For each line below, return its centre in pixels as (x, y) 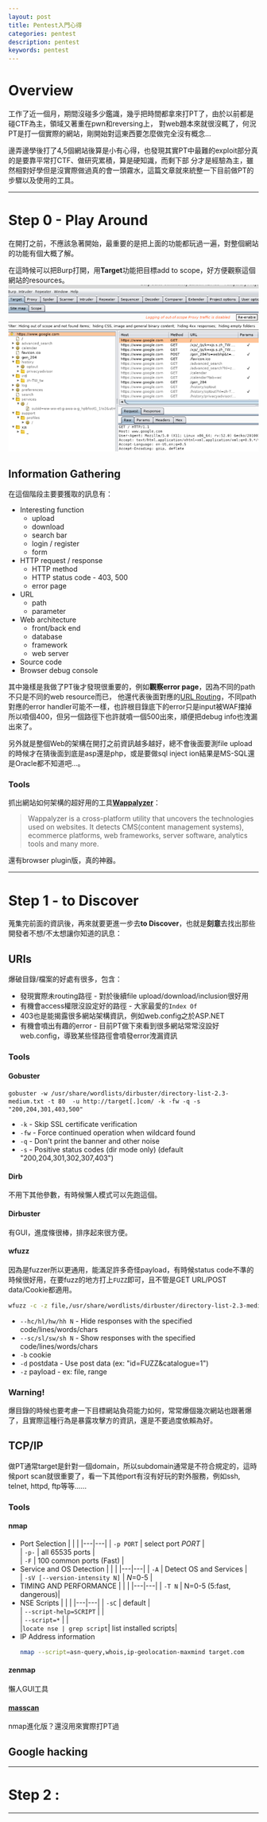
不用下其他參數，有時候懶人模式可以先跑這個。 (85, 1195)
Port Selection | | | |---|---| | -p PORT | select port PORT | (112, 1544)
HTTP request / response (61, 561)
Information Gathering (65, 474)
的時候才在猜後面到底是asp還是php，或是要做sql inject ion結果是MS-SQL (128, 754)
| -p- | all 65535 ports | (57, 1552)
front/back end (56, 628)
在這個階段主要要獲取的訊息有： (60, 494)
